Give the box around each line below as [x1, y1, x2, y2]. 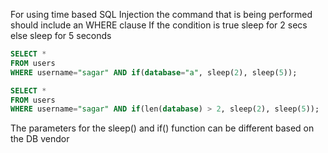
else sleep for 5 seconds [10, 30, 112, 41]
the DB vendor [10, 133, 70, 145]
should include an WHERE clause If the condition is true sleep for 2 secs [10, 19, 308, 31]
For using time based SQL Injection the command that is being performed [10, 9, 313, 20]
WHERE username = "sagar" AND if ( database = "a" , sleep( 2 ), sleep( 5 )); [10, 67, 298, 78]
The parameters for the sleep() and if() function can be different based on [10, 122, 315, 134]
